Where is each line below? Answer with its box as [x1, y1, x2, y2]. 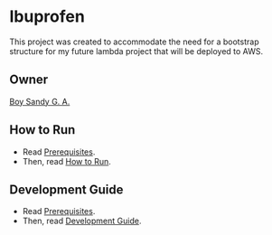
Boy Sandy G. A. [9, 96, 70, 107]
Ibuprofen [9, 6, 86, 27]
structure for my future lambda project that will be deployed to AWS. [9, 45, 264, 56]
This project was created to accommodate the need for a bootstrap [9, 36, 259, 47]
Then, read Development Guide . [22, 215, 142, 227]
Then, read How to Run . [22, 155, 111, 166]
